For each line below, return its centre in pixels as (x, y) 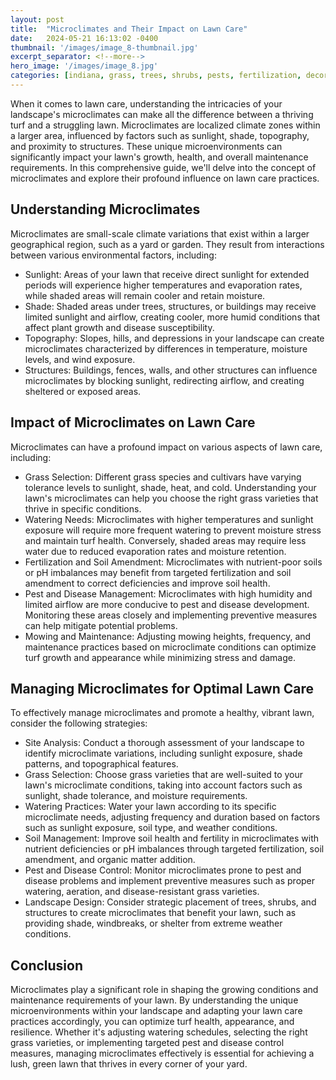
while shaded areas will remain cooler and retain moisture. (145, 295)
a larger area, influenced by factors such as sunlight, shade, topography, (160, 135)
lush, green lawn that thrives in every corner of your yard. (129, 1064)
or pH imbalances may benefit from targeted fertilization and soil (158, 572)
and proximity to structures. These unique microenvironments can (146, 146)
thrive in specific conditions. (83, 508)
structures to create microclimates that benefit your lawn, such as (160, 913)
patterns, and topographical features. (101, 764)
